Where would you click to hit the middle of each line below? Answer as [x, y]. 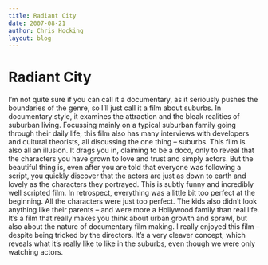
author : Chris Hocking [46, 30]
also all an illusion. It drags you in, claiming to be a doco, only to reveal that [132, 150]
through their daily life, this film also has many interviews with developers [129, 133]
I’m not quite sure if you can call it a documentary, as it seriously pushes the [133, 100]
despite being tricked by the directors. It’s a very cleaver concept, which [127, 235]
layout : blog [30, 38]
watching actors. [36, 252]
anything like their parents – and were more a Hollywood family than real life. [134, 210]
